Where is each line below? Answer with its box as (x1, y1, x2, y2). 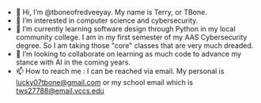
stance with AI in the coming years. (15, 57, 130, 67)
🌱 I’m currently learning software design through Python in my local (15, 24, 236, 33)
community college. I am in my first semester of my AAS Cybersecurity (15, 32, 248, 42)
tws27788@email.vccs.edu (15, 86, 104, 95)
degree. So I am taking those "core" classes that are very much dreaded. (15, 41, 254, 50)
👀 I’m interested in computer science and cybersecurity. (15, 16, 199, 25)
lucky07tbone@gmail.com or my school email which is (15, 78, 194, 86)
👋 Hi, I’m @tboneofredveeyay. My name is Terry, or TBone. (15, 8, 207, 17)
